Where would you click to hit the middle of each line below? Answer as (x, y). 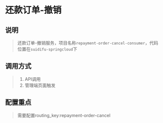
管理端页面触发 (40, 85)
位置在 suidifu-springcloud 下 (47, 49)
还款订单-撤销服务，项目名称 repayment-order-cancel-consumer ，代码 (88, 43)
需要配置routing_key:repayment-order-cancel (64, 115)
